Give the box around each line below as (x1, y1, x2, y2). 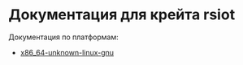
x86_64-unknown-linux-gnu (20, 47, 115, 57)
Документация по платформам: (8, 32, 119, 42)
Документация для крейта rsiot (8, 6, 236, 24)
